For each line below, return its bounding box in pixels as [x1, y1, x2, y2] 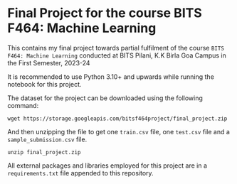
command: [7, 101, 39, 109]
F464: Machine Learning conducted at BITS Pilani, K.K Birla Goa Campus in [7, 51, 226, 60]
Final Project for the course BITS [7, 5, 203, 21]
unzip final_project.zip [7, 148, 81, 156]
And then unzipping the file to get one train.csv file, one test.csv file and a [7, 127, 230, 136]
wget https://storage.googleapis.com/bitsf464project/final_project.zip [7, 115, 228, 122]
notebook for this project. [7, 80, 82, 88]
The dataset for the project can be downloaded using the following [7, 94, 203, 102]
